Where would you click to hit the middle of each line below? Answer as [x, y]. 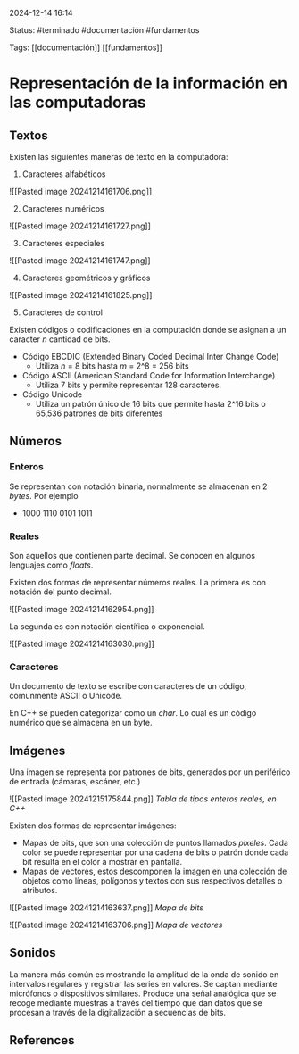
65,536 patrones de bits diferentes [99, 413]
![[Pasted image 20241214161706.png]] [81, 191]
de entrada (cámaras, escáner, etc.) [75, 782]
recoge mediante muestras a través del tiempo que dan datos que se [136, 1002]
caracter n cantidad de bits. [60, 339]
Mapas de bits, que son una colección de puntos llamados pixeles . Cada [155, 843]
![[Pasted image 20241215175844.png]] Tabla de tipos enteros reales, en [143, 799]
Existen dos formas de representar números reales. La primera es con [137, 582]
